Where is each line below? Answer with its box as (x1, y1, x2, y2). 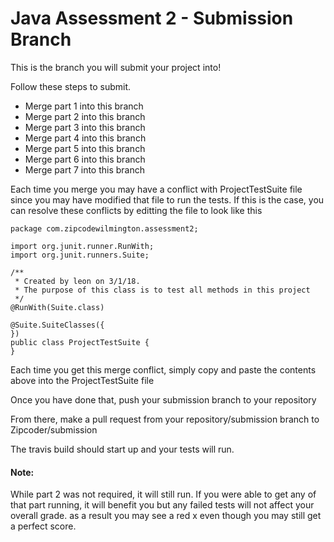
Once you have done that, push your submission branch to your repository (10, 393, 317, 406)
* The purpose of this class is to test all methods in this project (14, 285, 311, 295)
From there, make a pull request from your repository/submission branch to (10, 413, 320, 425)
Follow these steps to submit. (10, 80, 132, 92)
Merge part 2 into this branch (24, 110, 146, 122)
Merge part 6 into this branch (24, 153, 146, 165)
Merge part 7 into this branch (24, 163, 146, 176)
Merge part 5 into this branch (24, 142, 146, 154)
